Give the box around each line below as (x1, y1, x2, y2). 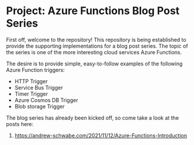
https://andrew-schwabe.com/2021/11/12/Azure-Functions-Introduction (14, 131, 187, 139)
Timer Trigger (14, 90, 48, 97)
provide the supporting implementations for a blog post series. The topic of (6, 42, 188, 50)
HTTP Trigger (14, 78, 48, 85)
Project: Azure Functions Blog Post (6, 4, 180, 18)
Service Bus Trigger (14, 84, 63, 91)
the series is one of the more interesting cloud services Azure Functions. (6, 48, 182, 55)
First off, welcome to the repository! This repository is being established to (6, 36, 186, 43)
